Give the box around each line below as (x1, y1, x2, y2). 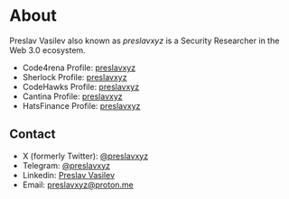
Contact (9, 127, 56, 142)
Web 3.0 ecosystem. (9, 44, 86, 55)
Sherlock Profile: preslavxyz (22, 71, 127, 82)
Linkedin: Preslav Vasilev (22, 169, 116, 180)
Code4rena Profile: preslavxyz (22, 62, 136, 73)
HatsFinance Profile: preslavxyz (22, 100, 141, 111)
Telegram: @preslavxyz (22, 159, 111, 171)
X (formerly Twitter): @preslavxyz (22, 150, 149, 161)
